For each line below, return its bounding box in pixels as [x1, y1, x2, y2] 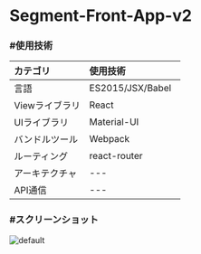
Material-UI [89, 116, 139, 128]
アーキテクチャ [14, 167, 77, 180]
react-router [89, 150, 143, 163]
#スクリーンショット [9, 213, 100, 226]
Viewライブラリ [14, 99, 81, 112]
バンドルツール [14, 133, 79, 146]
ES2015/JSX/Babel [89, 82, 172, 95]
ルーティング [14, 150, 69, 163]
